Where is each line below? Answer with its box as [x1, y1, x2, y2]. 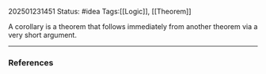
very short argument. [8, 31, 78, 39]
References [8, 57, 54, 68]
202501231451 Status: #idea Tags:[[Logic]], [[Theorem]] [8, 7, 192, 16]
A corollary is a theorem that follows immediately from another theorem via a [8, 22, 258, 31]
